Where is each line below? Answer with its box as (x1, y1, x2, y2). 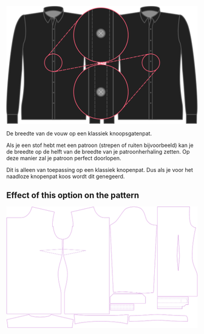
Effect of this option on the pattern (6, 190, 140, 200)
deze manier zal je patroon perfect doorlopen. (6, 154, 121, 162)
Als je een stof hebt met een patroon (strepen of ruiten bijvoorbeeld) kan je (6, 141, 194, 149)
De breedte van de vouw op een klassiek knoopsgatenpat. (6, 129, 152, 137)
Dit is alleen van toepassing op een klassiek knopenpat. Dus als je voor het (6, 166, 193, 173)
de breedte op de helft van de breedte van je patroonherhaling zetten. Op (6, 148, 190, 155)
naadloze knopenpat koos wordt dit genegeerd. (6, 172, 125, 180)
